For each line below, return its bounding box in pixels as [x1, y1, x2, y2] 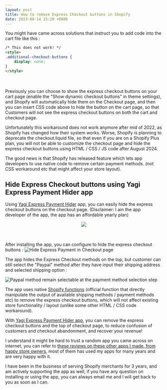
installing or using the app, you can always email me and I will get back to [5, 374, 156, 380]
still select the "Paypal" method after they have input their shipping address [5, 262, 161, 268]
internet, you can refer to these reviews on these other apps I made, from [5, 343, 156, 349]
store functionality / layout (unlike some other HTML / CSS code [5, 303, 137, 309]
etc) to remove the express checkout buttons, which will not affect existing [5, 297, 159, 303]
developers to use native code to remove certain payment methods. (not [5, 160, 154, 166]
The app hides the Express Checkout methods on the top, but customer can [5, 257, 161, 263]
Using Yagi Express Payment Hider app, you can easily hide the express [5, 201, 153, 207]
